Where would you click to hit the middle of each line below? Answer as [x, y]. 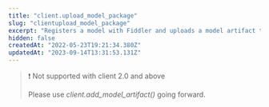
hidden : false [32, 38]
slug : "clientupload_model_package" [69, 23]
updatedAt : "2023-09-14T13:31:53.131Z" [75, 53]
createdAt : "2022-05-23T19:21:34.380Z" [75, 46]
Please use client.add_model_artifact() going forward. [116, 94]
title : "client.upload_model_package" [73, 16]
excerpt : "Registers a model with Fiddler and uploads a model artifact [132, 30]
